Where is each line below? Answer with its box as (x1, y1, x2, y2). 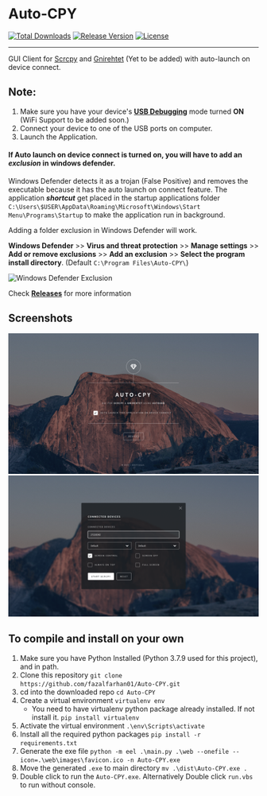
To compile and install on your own (8, 632, 184, 646)
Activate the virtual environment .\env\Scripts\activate (19, 720, 205, 730)
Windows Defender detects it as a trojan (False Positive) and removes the (8, 176, 249, 185)
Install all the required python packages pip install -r (19, 729, 201, 739)
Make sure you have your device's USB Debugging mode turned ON (19, 107, 245, 116)
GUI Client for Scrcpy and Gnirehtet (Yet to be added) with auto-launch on (8, 53, 250, 64)
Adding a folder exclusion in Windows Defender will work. (8, 225, 197, 235)
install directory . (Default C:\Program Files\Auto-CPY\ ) (8, 258, 189, 267)
